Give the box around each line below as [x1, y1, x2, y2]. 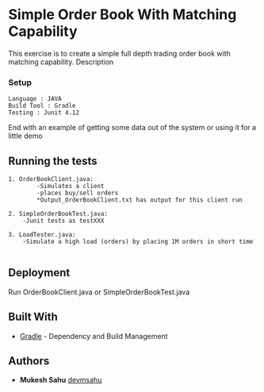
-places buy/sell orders [36, 189, 119, 198]
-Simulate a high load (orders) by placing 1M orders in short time [22, 238, 254, 246]
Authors [8, 355, 50, 368]
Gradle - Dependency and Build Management [19, 331, 168, 340]
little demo [8, 131, 43, 140]
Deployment [8, 266, 71, 279]
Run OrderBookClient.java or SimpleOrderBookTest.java [8, 287, 190, 297]
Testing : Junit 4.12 [8, 109, 80, 117]
